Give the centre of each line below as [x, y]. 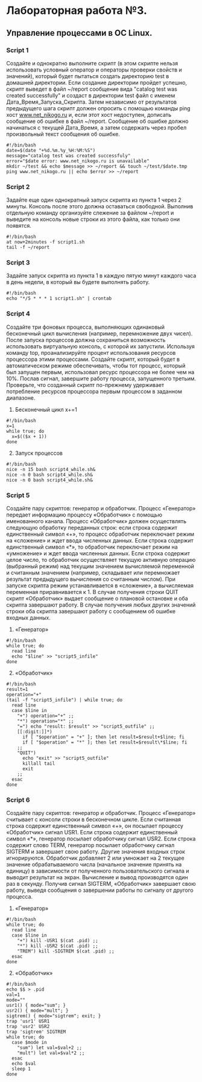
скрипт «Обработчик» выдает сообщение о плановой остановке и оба [97, 599]
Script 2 [18, 186]
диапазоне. [21, 398]
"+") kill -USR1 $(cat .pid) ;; [58, 941]
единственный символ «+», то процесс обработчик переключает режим [100, 534]
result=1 [17, 690]
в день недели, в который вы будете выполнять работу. [78, 282]
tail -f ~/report [28, 248]
